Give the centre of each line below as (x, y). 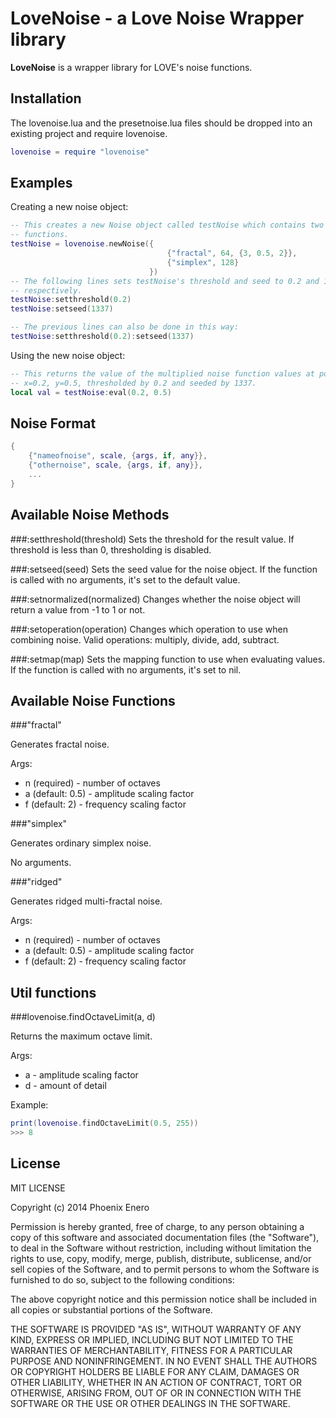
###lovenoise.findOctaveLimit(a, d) (83, 1017)
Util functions (53, 992)
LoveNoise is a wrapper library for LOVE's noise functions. (131, 67)
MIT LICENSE (38, 1188)
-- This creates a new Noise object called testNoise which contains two (167, 225)
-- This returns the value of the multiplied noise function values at (162, 373)
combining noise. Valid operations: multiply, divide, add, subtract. (145, 639)
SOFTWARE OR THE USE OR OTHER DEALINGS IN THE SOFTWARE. (150, 1403)
